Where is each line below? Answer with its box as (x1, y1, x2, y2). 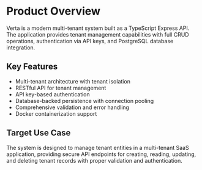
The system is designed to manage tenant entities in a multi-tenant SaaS (6, 144, 189, 151)
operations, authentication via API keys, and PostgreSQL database (6, 37, 174, 44)
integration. (6, 44, 36, 51)
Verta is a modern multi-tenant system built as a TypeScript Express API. (6, 24, 190, 32)
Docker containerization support (15, 110, 97, 117)
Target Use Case (6, 128, 71, 138)
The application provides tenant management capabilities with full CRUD (6, 30, 189, 38)
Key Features (6, 62, 58, 72)
